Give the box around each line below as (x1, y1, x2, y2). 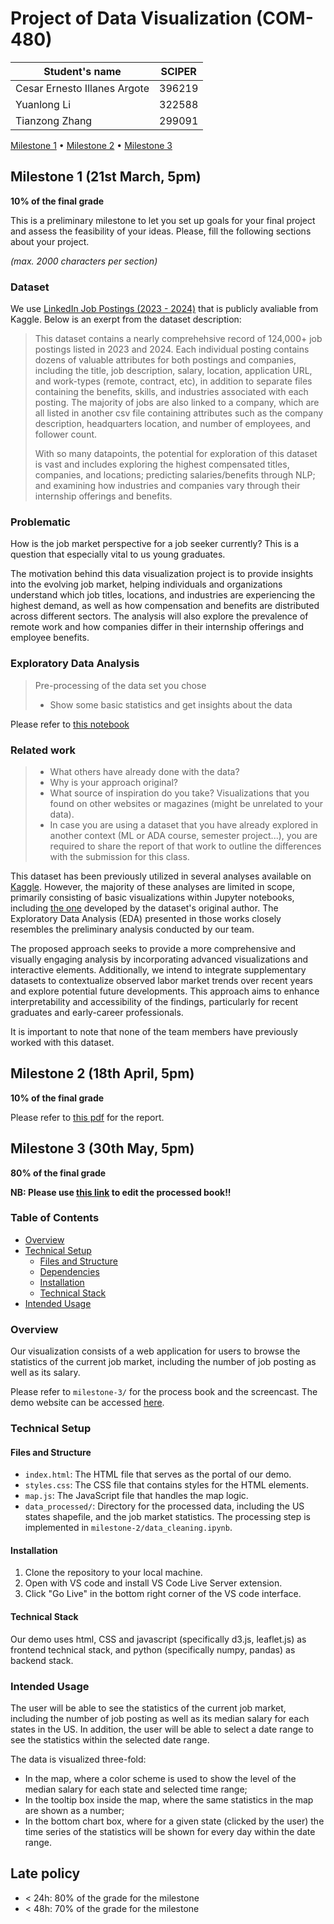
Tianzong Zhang (15, 113, 93, 127)
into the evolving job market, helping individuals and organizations (10, 578, 283, 591)
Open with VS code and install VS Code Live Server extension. (24, 1577, 283, 1589)
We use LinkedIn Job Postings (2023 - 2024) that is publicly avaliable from (10, 303, 319, 315)
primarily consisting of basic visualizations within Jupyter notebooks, (10, 891, 295, 903)
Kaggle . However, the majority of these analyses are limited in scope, (10, 880, 295, 892)
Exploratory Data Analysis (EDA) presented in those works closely (10, 912, 282, 924)
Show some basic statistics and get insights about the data (49, 698, 293, 711)
